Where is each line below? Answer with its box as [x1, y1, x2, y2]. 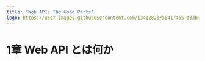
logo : [6, 15, 20, 21]
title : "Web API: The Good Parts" [6, 9, 95, 15]
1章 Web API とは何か [6, 43, 114, 57]
